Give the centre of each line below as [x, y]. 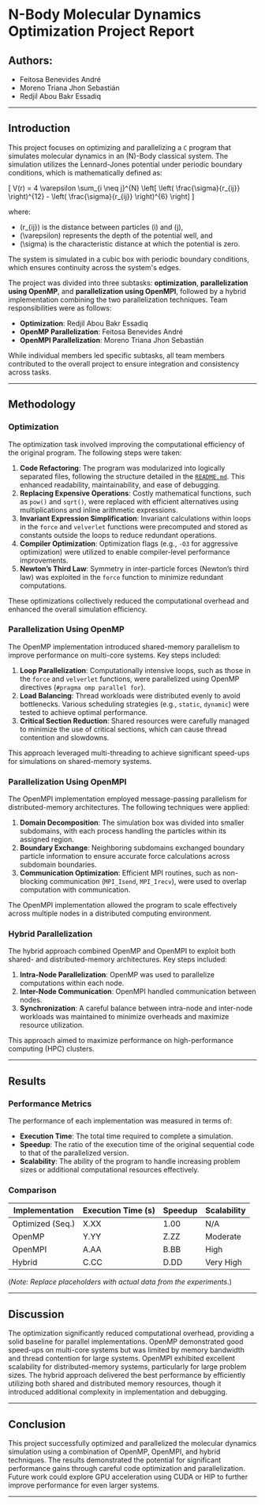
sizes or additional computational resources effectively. [109, 1170]
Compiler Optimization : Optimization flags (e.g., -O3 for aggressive [129, 544]
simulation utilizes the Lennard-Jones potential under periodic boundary [125, 164]
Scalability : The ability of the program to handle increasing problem [130, 1161]
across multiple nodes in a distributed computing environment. [110, 913]
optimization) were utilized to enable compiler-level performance [125, 551]
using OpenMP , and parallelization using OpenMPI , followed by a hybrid [127, 291]
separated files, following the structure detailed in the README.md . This [132, 476]
